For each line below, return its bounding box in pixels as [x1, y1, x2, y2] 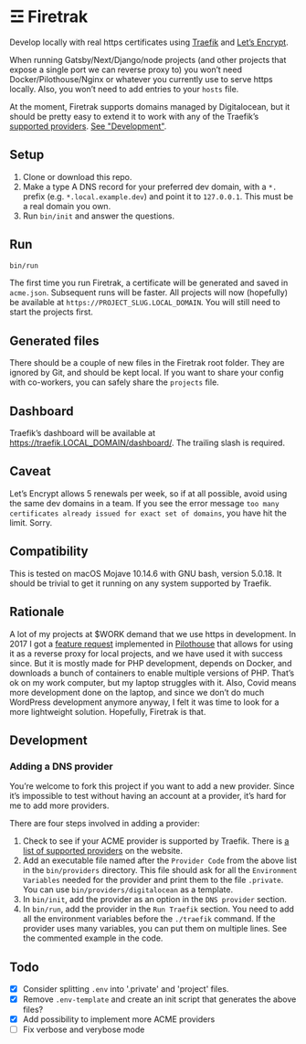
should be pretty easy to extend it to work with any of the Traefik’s [9, 111, 259, 122]
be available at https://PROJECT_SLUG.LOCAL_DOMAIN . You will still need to [9, 297, 280, 308]
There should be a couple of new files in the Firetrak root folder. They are [9, 357, 285, 368]
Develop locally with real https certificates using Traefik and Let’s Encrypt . [9, 37, 290, 48]
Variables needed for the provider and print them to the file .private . [22, 875, 284, 886]
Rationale [9, 604, 65, 620]
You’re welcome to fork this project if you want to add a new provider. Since [9, 781, 295, 792]
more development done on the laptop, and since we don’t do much [9, 687, 265, 698]
